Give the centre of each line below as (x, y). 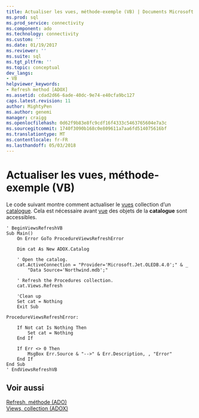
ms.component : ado (29, 28)
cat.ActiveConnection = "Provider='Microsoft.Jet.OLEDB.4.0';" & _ (102, 265)
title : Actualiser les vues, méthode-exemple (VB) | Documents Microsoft (100, 12)
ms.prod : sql (22, 17)
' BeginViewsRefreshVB (34, 228)
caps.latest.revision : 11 (38, 101)
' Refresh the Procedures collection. (65, 280)
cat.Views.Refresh (40, 286)
